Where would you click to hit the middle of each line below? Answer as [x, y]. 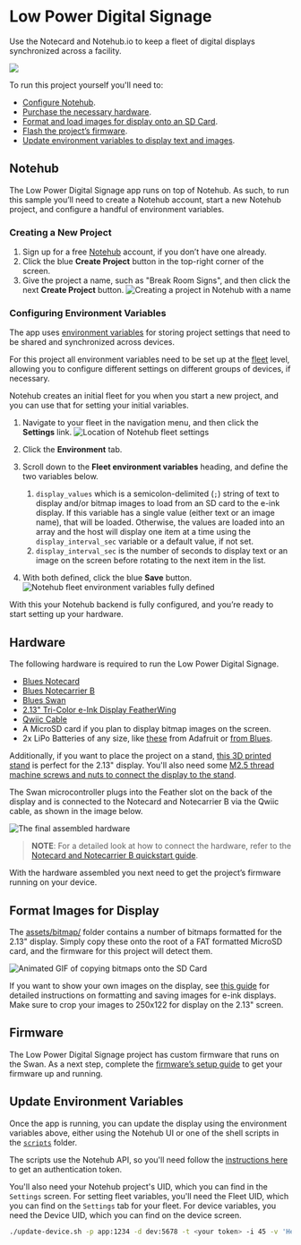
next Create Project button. [73, 290]
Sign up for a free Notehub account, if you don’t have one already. [144, 252]
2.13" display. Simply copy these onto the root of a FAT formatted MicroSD [146, 941]
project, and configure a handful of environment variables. [117, 209]
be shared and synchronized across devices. [92, 342]
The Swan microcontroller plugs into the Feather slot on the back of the [141, 792]
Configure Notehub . [59, 102]
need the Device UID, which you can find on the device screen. [125, 1215]
